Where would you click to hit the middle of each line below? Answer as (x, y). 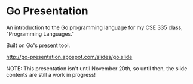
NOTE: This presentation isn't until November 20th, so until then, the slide (97, 68)
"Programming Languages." (40, 33)
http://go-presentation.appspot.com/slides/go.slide (69, 57)
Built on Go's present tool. (38, 45)
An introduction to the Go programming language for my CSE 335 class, (95, 27)
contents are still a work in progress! (51, 74)
